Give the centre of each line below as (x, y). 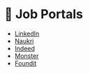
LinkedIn (27, 34)
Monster (27, 56)
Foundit (25, 63)
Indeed (25, 48)
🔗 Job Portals (44, 14)
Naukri (24, 40)
